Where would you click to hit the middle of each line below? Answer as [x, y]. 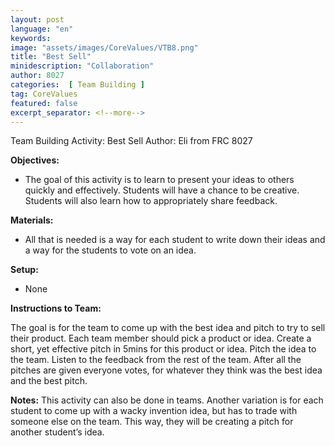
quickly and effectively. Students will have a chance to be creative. [162, 190]
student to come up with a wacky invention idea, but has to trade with [154, 411]
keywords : [31, 38]
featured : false [44, 103]
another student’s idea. [57, 432]
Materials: [32, 220]
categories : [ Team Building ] [77, 85]
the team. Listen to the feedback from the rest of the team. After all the [156, 360]
